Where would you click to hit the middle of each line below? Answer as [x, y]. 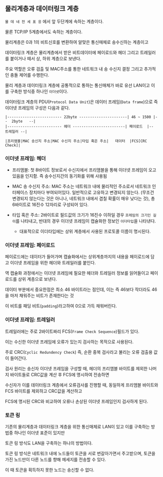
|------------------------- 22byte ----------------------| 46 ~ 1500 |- [81, 117]
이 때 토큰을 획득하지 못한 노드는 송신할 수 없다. [50, 470]
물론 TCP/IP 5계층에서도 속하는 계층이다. [44, 32]
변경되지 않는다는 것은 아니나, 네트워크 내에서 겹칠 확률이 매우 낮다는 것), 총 [83, 199]
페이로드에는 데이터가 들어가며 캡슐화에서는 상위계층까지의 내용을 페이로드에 [77, 257]
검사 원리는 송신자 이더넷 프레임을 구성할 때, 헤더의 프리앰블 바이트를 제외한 [76, 368]
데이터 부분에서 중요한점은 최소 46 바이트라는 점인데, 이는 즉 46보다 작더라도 [78, 290]
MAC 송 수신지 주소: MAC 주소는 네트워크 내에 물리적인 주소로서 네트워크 [81, 186]
